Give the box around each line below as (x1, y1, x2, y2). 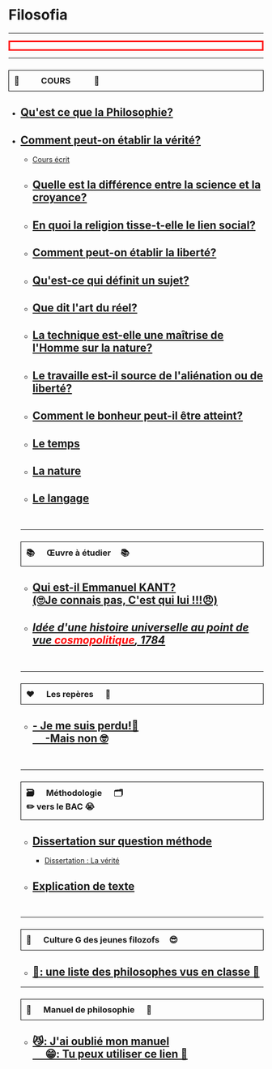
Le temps (32, 436, 81, 451)
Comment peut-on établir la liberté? (32, 246, 217, 260)
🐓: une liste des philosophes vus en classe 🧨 (32, 964, 261, 978)
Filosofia (8, 6, 68, 24)
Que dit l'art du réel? (32, 301, 138, 315)
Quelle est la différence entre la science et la (32, 178, 261, 192)
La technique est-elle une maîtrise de (32, 328, 224, 342)
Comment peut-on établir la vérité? (19, 133, 201, 147)
